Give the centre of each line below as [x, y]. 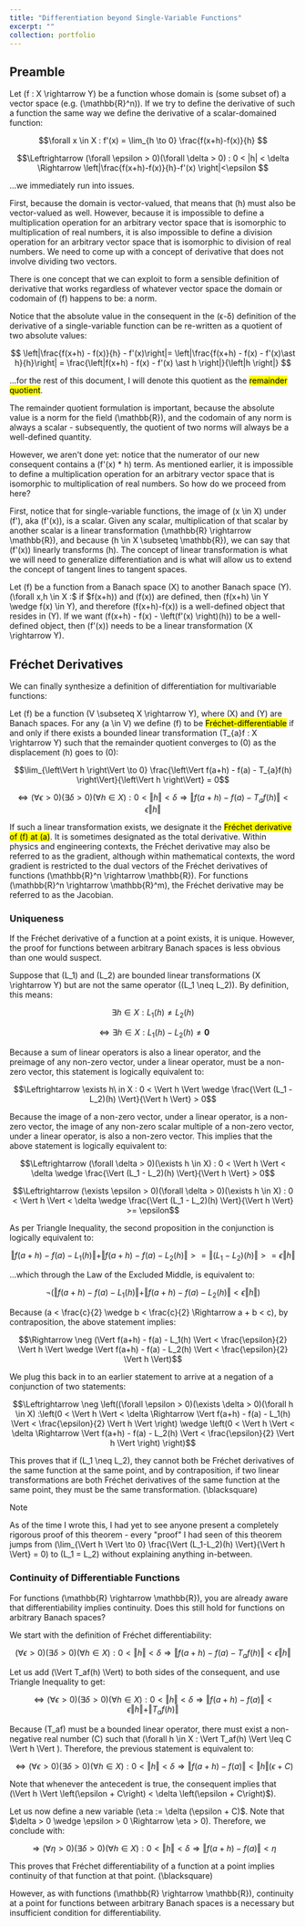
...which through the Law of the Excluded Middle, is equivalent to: [132, 1275]
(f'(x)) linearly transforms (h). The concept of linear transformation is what [149, 550]
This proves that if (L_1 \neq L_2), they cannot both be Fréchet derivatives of [152, 1461]
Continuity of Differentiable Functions [95, 1578]
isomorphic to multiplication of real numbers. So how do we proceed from [148, 484]
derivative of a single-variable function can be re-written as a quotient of [146, 326]
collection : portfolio [52, 35]
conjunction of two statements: [68, 1387]
